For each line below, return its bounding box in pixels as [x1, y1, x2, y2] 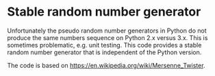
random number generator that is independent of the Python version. [7, 48, 202, 56]
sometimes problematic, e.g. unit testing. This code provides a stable [7, 41, 202, 49]
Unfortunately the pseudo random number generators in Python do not [7, 26, 207, 35]
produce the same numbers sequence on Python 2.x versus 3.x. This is [7, 33, 208, 41]
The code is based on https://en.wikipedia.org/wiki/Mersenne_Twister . [7, 61, 205, 69]
